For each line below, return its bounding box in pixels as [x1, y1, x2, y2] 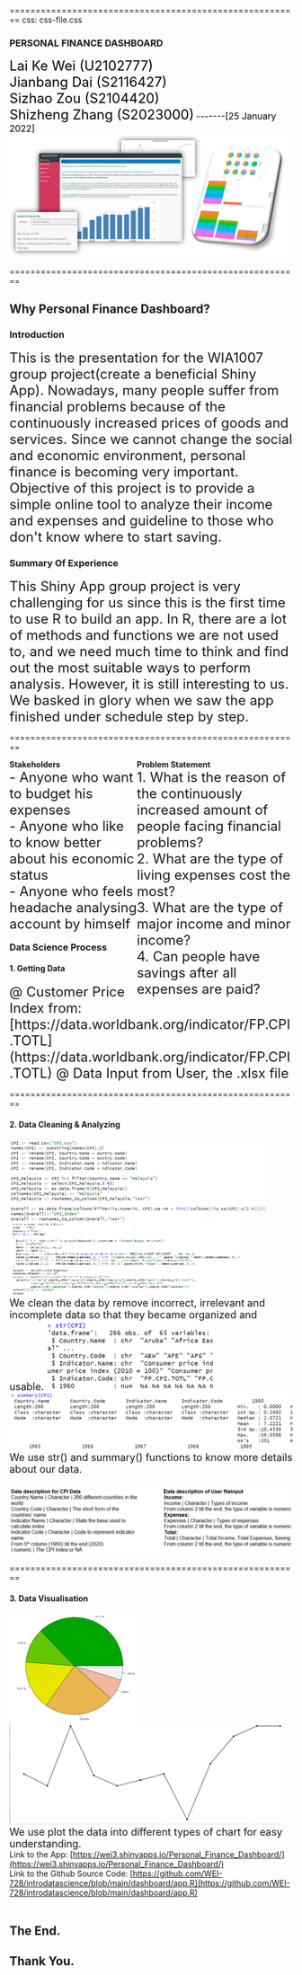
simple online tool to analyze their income [9, 495, 273, 513]
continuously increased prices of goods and [9, 414, 289, 431]
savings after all [136, 963, 237, 981]
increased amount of [136, 801, 269, 819]
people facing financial [136, 817, 281, 835]
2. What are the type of [136, 850, 284, 867]
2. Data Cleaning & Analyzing [9, 1119, 121, 1129]
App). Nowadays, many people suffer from [9, 381, 280, 399]
